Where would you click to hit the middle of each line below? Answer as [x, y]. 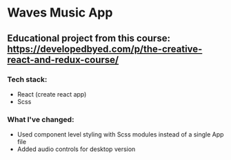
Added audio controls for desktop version [76, 149]
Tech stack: [27, 79]
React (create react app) [52, 94]
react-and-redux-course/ [63, 60]
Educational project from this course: [89, 38]
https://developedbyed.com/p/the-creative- [105, 49]
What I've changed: [41, 119]
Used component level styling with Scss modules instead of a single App [120, 134]
